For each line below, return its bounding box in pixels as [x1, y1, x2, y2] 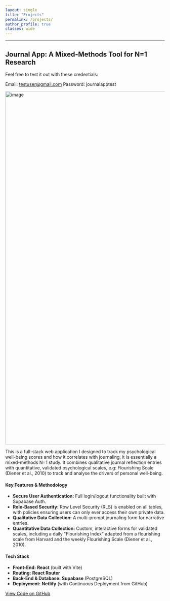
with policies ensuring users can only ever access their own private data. [12, 509, 165, 516]
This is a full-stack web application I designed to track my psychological [5, 448, 156, 455]
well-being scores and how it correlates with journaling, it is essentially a [5, 454, 157, 460]
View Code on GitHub [5, 590, 51, 597]
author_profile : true [5, 21, 51, 27]
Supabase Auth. [12, 498, 47, 504]
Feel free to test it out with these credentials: [5, 71, 99, 77]
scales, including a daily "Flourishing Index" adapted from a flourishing [12, 531, 160, 537]
